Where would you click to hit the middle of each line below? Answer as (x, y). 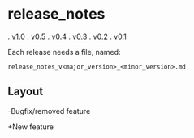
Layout (26, 92)
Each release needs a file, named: (64, 52)
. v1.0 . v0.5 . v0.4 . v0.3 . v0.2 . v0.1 (67, 36)
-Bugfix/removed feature (49, 111)
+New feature (31, 127)
